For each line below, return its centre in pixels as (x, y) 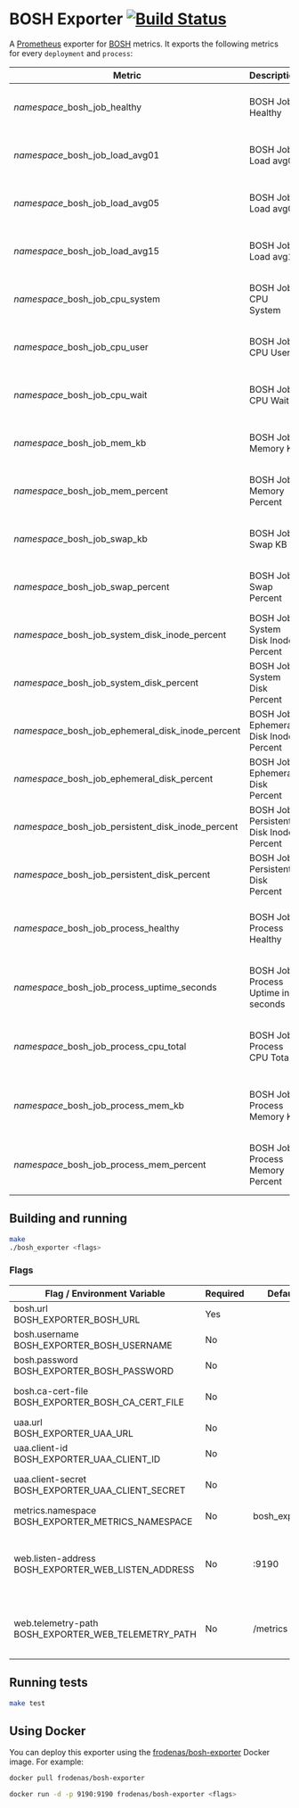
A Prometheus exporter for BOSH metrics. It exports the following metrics (144, 44)
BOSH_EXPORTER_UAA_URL (73, 1433)
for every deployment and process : (71, 53)
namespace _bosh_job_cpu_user (81, 346)
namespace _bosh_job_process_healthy (97, 928)
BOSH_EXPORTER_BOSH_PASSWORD (94, 1371)
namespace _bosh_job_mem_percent (91, 491)
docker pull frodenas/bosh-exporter (77, 1779)
